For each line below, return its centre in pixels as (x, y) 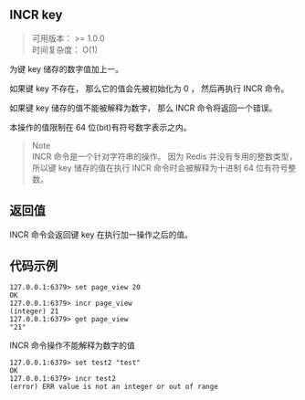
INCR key (36, 15)
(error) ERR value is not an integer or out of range (114, 387)
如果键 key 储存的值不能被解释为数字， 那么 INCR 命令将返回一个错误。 (143, 108)
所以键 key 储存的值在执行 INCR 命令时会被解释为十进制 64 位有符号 (160, 167)
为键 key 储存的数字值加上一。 (67, 68)
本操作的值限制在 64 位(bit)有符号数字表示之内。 (100, 127)
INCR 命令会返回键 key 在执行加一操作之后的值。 (101, 234)
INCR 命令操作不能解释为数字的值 (72, 345)
